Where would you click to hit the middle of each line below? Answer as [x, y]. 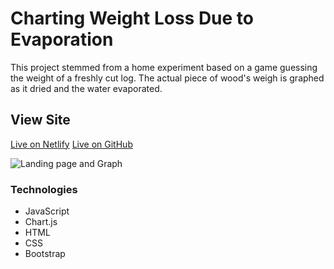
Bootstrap [45, 254]
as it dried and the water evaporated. [86, 88]
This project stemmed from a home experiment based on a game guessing [164, 67]
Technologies [44, 189]
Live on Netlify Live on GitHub [71, 144]
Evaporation [62, 39]
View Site [40, 120]
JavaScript [47, 211]
